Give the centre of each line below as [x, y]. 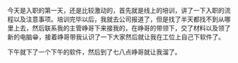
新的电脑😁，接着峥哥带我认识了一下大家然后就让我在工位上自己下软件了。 [116, 37]
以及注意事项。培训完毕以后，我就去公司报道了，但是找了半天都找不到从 [119, 19]
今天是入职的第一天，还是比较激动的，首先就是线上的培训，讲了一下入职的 [116, 10]
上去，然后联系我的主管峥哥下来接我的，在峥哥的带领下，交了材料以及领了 [122, 28]
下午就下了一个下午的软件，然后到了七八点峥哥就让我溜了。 [94, 52]
